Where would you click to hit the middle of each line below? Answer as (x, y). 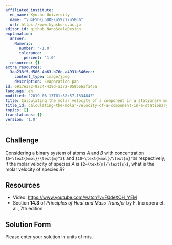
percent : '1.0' (40, 58)
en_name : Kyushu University (40, 15)
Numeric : (24, 44)
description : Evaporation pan (47, 81)
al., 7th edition (28, 209)
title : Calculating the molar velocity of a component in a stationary (83, 100)
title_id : (16, 106)
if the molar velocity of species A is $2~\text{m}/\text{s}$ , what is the (80, 164)
